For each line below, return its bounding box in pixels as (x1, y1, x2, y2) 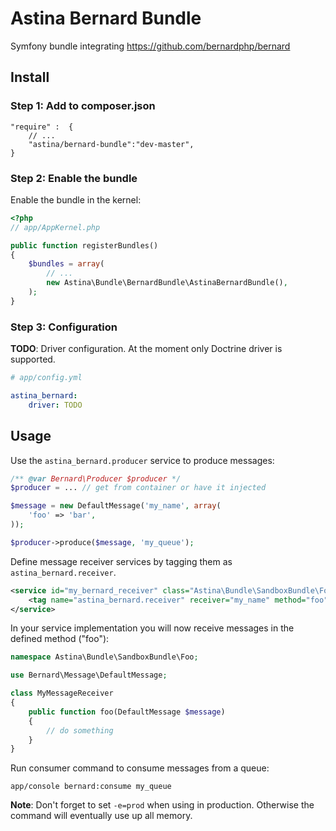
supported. (10, 353, 56, 366)
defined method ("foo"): (10, 633, 110, 645)
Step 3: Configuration (10, 320, 118, 334)
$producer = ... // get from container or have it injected (10, 483, 267, 493)
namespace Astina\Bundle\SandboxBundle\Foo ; (10, 652, 199, 662)
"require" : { (10, 122, 74, 132)
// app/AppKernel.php (10, 222, 101, 232)
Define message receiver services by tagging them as (10, 555, 233, 567)
